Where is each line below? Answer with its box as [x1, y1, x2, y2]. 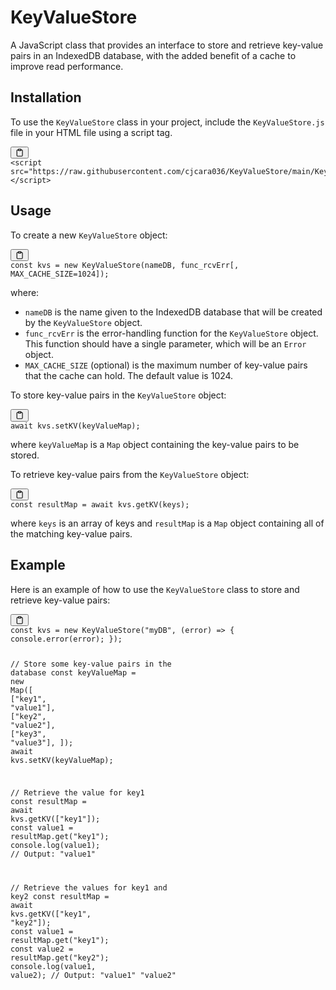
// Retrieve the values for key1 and [10, 882, 168, 893]
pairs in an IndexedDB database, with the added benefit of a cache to [10, 49, 297, 61]
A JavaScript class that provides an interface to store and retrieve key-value [10, 39, 324, 51]
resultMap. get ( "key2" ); [10, 952, 110, 963]
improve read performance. [10, 60, 124, 72]
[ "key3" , [10, 729, 47, 739]
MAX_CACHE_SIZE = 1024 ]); [10, 269, 110, 280]
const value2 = [10, 944, 74, 954]
